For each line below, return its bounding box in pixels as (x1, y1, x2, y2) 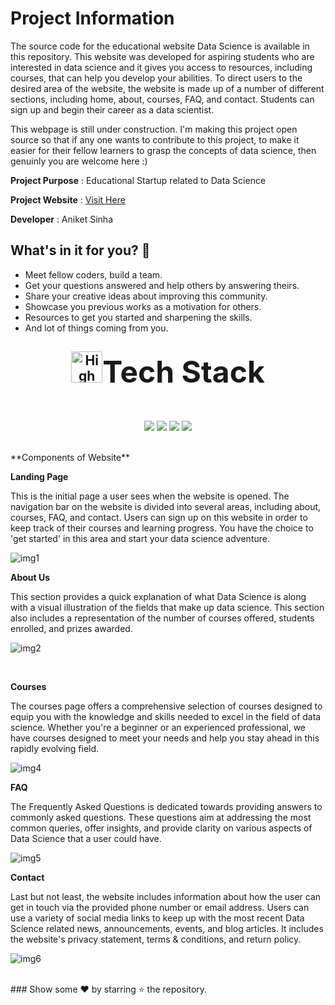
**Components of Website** (10, 451, 131, 463)
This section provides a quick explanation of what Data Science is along (10, 590, 307, 602)
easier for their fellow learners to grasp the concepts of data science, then (10, 144, 317, 156)
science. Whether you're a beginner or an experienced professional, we (10, 721, 306, 733)
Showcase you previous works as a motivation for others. (24, 300, 262, 312)
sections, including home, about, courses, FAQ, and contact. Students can (10, 93, 315, 105)
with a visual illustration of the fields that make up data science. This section (10, 601, 325, 613)
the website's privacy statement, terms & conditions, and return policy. (10, 933, 302, 945)
